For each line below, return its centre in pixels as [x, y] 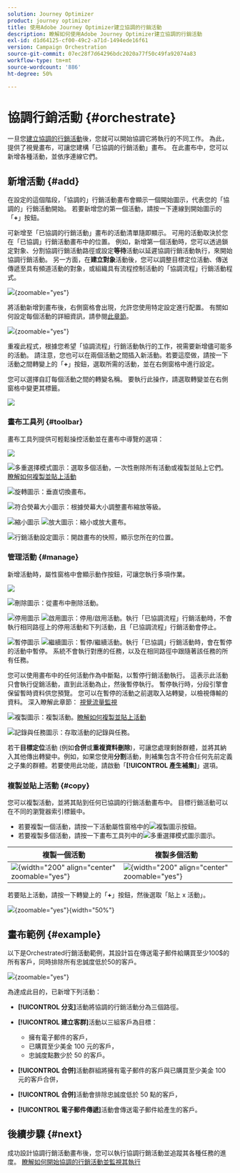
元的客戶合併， [40, 1079]
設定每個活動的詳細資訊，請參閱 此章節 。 [73, 316]
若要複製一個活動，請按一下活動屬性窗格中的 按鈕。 [109, 827]
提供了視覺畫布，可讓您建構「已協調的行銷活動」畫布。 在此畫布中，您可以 [118, 148]
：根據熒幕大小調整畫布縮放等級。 [115, 506]
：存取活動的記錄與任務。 [96, 732]
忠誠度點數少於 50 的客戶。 [69, 1055]
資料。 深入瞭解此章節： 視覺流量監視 [62, 702]
